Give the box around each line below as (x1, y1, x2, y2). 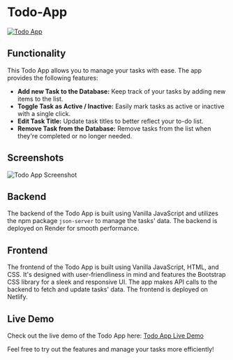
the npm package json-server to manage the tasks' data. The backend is (7, 217, 218, 225)
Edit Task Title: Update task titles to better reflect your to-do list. (17, 117, 204, 125)
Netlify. (7, 293, 28, 301)
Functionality (7, 48, 66, 59)
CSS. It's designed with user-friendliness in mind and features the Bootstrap (7, 271, 226, 279)
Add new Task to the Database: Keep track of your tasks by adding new (17, 87, 226, 95)
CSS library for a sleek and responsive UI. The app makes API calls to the (7, 278, 218, 287)
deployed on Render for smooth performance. (7, 224, 140, 233)
